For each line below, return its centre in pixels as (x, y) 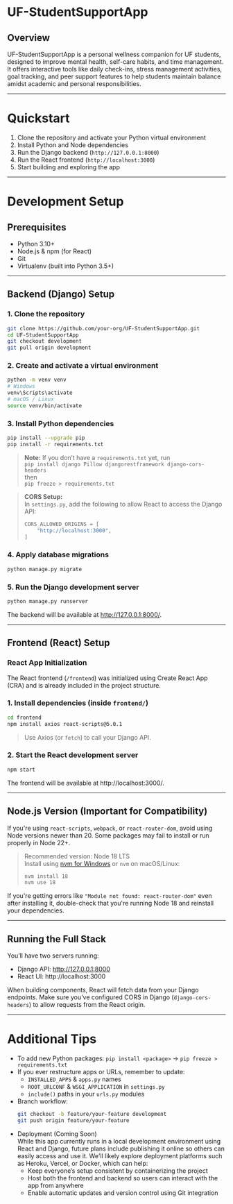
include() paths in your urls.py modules (86, 1094)
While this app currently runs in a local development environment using (119, 1141)
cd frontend (24, 718)
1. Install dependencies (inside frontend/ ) (78, 703)
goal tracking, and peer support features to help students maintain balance (114, 76)
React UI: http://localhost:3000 (61, 976)
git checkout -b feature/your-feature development (92, 1114)
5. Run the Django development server (73, 587)
